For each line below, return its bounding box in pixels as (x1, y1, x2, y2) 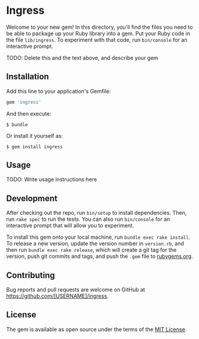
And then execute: (6, 110, 52, 117)
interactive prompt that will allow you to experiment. (6, 222, 134, 229)
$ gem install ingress (6, 143, 63, 150)
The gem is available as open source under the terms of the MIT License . (6, 325, 187, 333)
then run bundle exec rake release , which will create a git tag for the (6, 247, 177, 254)
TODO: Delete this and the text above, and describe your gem (6, 54, 159, 61)
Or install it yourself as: (6, 132, 63, 139)
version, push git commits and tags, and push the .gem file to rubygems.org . (6, 253, 194, 260)
